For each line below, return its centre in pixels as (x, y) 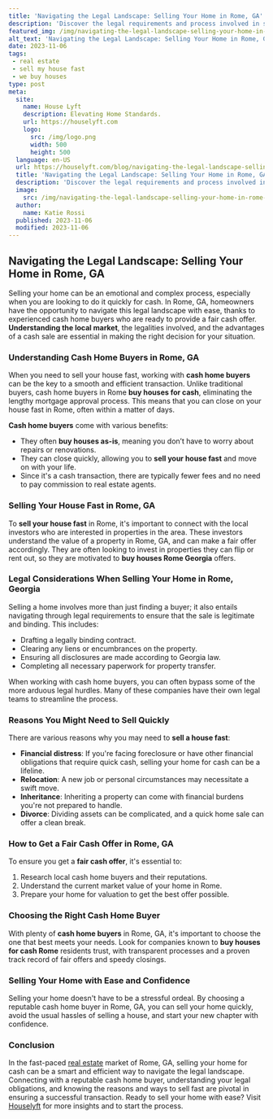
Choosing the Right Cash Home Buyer (84, 916)
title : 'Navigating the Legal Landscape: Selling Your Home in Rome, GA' (136, 16)
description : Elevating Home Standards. (92, 115)
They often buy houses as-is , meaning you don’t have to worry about (137, 441)
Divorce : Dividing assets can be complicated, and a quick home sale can (142, 814)
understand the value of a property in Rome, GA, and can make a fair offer (132, 540)
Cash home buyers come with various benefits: (89, 426)
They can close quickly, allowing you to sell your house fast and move (139, 459)
